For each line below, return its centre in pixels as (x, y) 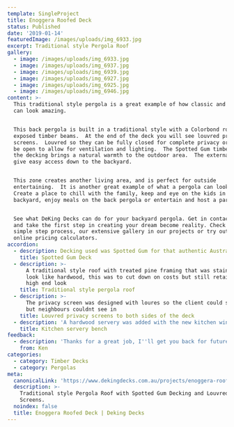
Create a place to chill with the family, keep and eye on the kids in (120, 193)
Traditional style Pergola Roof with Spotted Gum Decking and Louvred (124, 394)
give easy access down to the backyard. (73, 162)
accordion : (23, 244)
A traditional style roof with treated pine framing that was (118, 270)
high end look (46, 284)
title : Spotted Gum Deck (56, 257)
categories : (24, 355)
